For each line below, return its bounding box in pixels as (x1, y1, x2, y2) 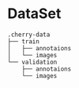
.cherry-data (7, 31, 51, 38)
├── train (7, 37, 40, 46)
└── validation (7, 58, 58, 66)
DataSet (7, 5, 62, 23)
